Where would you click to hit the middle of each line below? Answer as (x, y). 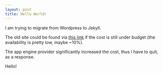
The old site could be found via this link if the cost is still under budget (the (80, 37)
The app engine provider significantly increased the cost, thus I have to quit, (82, 52)
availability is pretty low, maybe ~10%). (44, 42)
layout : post (18, 9)
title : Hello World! (26, 14)
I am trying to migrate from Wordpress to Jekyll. (53, 28)
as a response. (20, 57)
